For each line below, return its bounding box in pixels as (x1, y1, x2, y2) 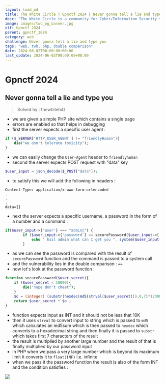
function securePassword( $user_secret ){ (5, 276, 89, 281)
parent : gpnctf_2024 (5, 30, 48, 35)
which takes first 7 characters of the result (12, 333, 98, 339)
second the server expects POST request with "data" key (12, 159, 128, 165)
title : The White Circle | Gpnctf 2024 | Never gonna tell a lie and (5, 12, 151, 17)
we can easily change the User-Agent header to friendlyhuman (12, 154, 138, 160)
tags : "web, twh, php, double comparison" (5, 44, 93, 49)
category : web (5, 35, 34, 40)
